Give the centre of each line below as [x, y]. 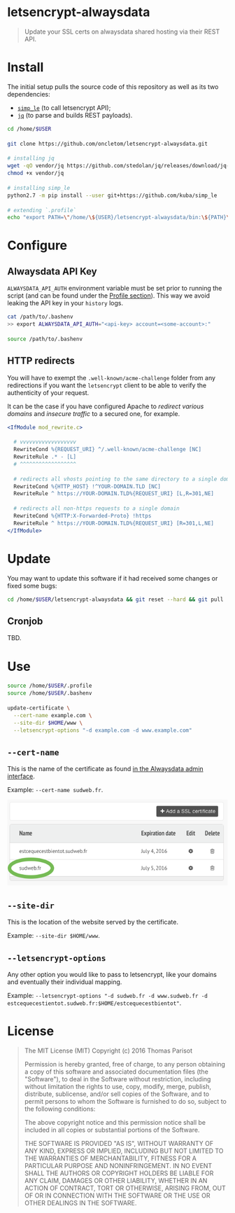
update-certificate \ [39, 708]
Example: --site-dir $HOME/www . [54, 936]
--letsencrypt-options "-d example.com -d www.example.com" [103, 730]
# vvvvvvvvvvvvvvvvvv [45, 442]
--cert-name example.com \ [53, 715]
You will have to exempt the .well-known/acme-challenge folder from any [111, 377]
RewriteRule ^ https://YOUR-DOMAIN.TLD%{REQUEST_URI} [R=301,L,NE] [114, 523]
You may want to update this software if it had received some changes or [113, 578]
